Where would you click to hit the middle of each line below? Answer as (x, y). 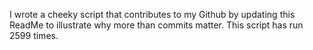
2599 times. (34, 35)
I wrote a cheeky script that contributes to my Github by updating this (152, 14)
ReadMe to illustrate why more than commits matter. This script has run (156, 25)
